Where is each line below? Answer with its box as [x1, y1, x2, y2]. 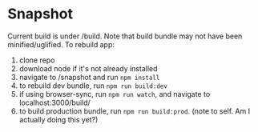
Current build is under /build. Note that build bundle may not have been [7, 31, 243, 41]
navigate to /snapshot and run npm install [18, 72, 160, 82]
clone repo [18, 55, 55, 65]
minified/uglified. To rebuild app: [7, 39, 115, 49]
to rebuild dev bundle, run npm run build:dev [18, 81, 167, 90]
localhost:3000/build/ [18, 98, 91, 107]
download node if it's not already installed [18, 63, 158, 73]
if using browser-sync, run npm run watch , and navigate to [18, 89, 211, 98]
